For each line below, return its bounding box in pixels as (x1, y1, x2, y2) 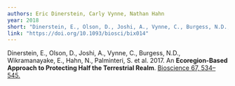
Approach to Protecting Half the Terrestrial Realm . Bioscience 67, (7, 64, 200, 72)
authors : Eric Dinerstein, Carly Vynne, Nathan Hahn (7, 10, 165, 17)
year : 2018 (7, 17, 39, 24)
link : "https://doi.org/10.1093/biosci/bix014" (7, 29, 149, 37)
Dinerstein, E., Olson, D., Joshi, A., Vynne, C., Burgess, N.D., (7, 49, 181, 57)
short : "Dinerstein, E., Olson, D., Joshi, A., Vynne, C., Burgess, (7, 23, 212, 30)
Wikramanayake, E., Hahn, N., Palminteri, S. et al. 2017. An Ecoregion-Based (7, 57, 228, 65)
